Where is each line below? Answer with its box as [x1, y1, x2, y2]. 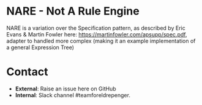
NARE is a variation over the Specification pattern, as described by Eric [6, 24, 185, 32]
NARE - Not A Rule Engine [6, 4, 140, 18]
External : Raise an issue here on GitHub [15, 85, 116, 92]
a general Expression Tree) [6, 44, 75, 51]
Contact [6, 65, 48, 79]
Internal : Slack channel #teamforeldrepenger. [15, 91, 130, 98]
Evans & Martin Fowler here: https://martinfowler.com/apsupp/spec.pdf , [6, 30, 187, 38]
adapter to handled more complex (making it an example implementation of [6, 37, 196, 44]
